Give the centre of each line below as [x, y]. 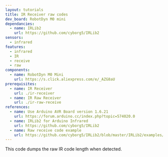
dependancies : [20, 24]
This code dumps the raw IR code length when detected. [64, 149]
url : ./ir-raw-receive [38, 103]
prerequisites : [21, 84]
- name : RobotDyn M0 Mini [37, 75]
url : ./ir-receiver [34, 93]
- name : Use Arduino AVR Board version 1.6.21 [59, 112]
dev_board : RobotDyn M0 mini [35, 19]
